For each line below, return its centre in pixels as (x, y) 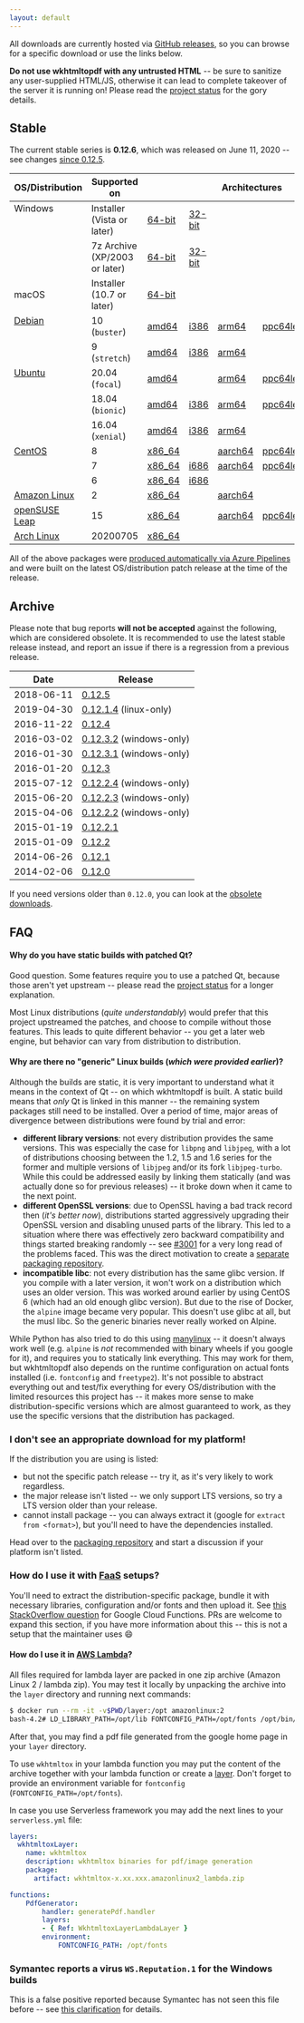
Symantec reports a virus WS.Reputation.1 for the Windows (141, 1969)
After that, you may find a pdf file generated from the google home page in (148, 1736)
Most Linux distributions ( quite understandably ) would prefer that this (139, 1012)
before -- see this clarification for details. (86, 2009)
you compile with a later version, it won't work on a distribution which (152, 1283)
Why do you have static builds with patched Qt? (101, 955)
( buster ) (109, 332)
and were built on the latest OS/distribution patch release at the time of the (148, 569)
